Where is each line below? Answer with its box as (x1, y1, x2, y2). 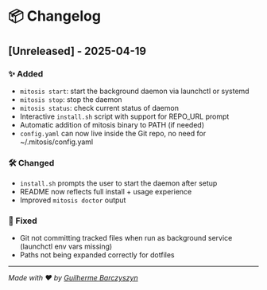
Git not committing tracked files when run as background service (19, 233, 233, 243)
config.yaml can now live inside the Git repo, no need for (19, 128, 207, 138)
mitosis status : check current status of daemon (19, 103, 179, 112)
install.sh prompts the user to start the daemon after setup (19, 178, 218, 188)
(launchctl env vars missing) (19, 241, 113, 252)
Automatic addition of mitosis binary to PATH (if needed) (19, 120, 205, 129)
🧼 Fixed (8, 215, 37, 226)
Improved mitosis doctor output (19, 195, 126, 205)
